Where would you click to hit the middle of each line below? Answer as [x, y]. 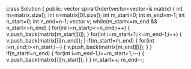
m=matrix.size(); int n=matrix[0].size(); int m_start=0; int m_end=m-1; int [95, 15]
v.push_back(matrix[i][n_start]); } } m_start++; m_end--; [75, 60]
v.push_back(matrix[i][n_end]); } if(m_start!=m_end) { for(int [80, 40]
